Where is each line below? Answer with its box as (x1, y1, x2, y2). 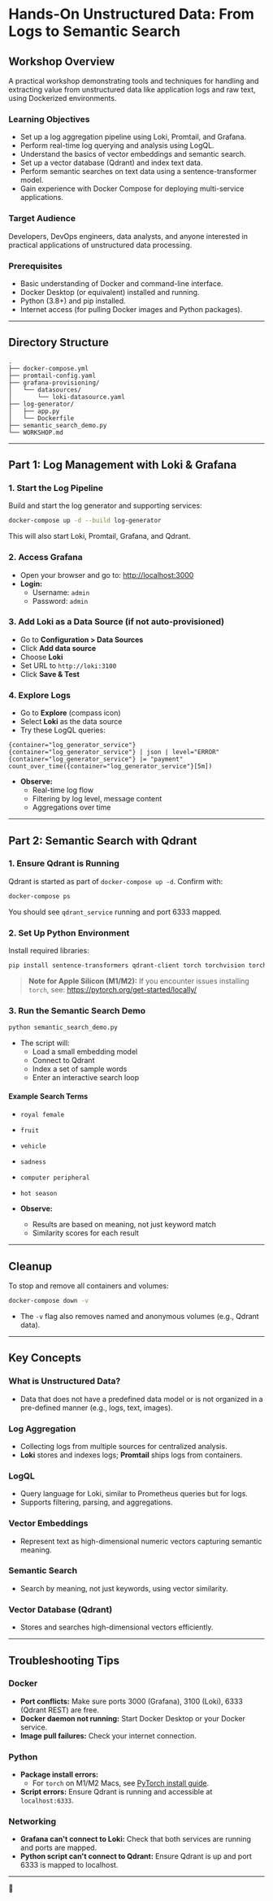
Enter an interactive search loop (32, 1073, 140, 1083)
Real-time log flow (32, 785, 94, 795)
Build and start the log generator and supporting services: (8, 501, 202, 510)
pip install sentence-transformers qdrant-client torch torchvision (8, 961, 245, 970)
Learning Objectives (8, 113, 91, 124)
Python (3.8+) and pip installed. (19, 296, 126, 306)
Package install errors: (19, 1769, 99, 1780)
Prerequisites (8, 260, 63, 271)
